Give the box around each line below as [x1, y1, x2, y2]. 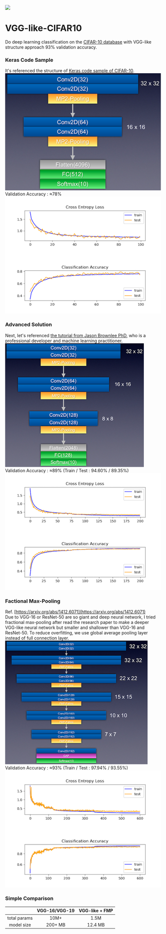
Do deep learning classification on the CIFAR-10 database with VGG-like [5, 39, 152, 44]
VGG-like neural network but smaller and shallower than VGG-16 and [5, 624, 145, 630]
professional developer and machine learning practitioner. [5, 338, 123, 344]
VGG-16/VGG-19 [37, 908, 75, 914]
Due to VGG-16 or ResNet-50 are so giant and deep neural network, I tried [5, 614, 156, 620]
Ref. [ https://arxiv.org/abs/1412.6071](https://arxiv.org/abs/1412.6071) [5, 609, 146, 615]
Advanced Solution [5, 321, 52, 328]
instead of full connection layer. [5, 635, 69, 641]
